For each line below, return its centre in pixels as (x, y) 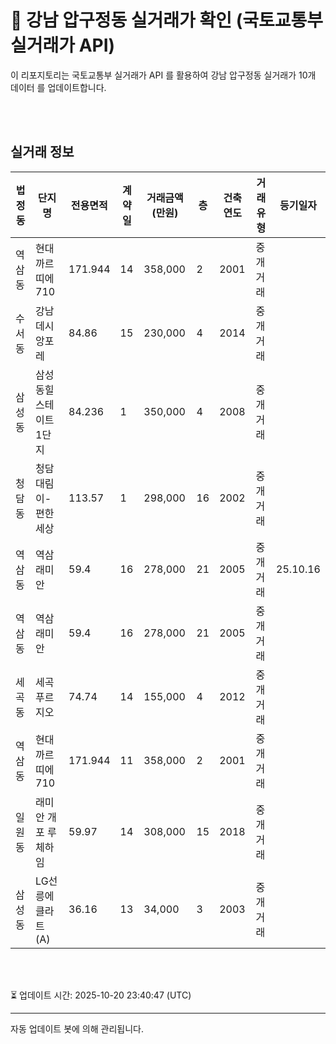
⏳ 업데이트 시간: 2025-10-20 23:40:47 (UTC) (101, 995)
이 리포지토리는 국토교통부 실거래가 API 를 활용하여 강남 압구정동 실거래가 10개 (163, 75)
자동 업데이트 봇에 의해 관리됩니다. (77, 1028)
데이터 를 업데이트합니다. (58, 87)
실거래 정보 (42, 152)
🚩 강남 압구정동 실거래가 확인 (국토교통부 (167, 20)
